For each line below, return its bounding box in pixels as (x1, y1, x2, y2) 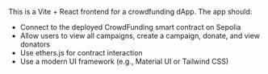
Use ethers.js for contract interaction (19, 48, 143, 57)
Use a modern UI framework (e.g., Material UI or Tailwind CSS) (19, 56, 229, 66)
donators (19, 39, 51, 49)
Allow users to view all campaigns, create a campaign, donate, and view (19, 31, 261, 40)
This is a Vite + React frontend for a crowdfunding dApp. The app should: (8, 7, 253, 16)
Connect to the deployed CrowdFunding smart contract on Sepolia (19, 23, 241, 31)
